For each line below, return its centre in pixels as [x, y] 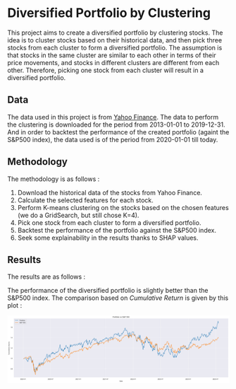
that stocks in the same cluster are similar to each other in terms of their [112, 55]
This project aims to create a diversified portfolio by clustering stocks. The [115, 33]
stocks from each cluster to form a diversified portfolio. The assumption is [115, 47]
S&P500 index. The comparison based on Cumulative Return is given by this [118, 298]
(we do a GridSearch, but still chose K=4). [78, 215]
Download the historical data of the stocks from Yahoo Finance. [110, 192]
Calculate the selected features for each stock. [85, 200]
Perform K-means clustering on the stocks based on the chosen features [123, 207]
